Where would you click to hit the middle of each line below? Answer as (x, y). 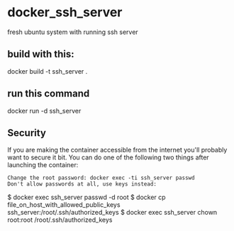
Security (27, 133)
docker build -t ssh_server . (48, 71)
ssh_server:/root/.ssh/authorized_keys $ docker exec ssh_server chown (112, 213)
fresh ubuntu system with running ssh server (73, 32)
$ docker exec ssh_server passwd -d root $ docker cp (87, 197)
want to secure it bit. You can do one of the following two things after (108, 157)
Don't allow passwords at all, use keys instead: (82, 184)
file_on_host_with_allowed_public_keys (64, 205)
